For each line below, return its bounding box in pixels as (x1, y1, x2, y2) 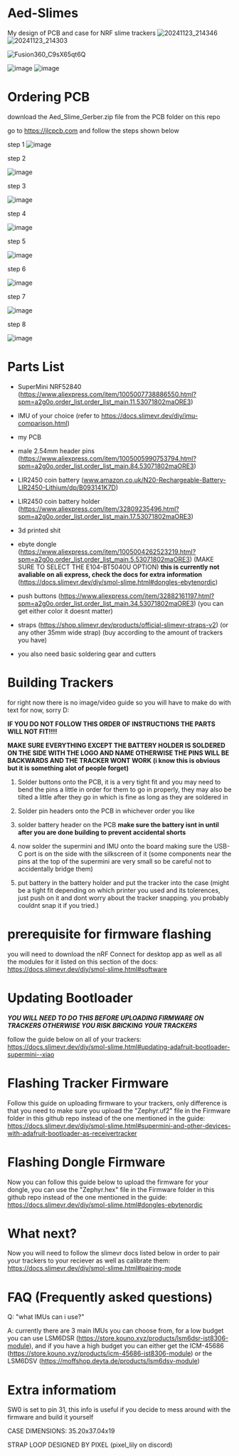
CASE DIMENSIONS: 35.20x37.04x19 (7, 1427, 115, 1435)
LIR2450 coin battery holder (17, 497, 101, 505)
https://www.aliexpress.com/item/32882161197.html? (60, 591, 215, 600)
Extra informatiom (7, 1382, 117, 1398)
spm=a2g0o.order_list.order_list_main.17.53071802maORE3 (17, 512, 191, 520)
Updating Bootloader (7, 990, 133, 1006)
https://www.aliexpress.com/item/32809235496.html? (20, 505, 180, 513)
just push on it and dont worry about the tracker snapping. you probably (17, 894, 229, 902)
